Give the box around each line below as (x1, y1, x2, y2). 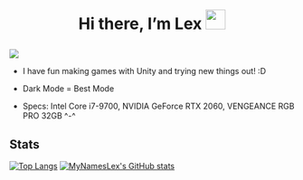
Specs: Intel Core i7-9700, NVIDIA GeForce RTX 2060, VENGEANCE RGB (22, 100, 295, 112)
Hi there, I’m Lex (78, 14, 203, 34)
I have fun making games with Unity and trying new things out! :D (22, 66, 267, 77)
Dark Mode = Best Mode (22, 83, 115, 94)
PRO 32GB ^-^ (22, 110, 76, 121)
